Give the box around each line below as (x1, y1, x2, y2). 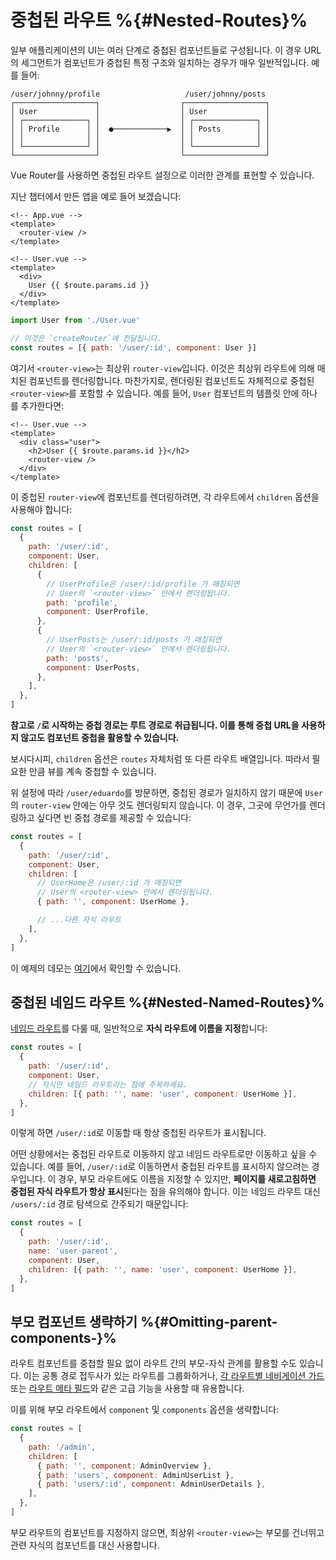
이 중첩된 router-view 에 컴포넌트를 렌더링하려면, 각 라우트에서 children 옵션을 (10, 491, 320, 503)
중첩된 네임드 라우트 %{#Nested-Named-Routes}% (10, 994, 325, 1011)
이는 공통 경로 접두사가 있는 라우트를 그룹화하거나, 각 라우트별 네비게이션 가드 (23, 1370, 325, 1382)
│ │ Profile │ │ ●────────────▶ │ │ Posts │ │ (10, 124, 271, 134)
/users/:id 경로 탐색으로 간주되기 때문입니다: (10, 1198, 189, 1210)
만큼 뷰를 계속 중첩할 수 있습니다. (28, 766, 157, 778)
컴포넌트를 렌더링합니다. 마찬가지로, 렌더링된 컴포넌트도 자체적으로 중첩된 (28, 374, 315, 386)
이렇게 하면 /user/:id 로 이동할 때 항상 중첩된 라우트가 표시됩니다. (10, 1127, 267, 1139)
